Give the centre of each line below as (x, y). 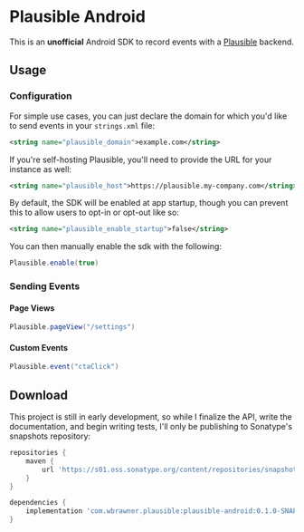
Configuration (41, 96)
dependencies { (38, 503)
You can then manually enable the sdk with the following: (115, 247)
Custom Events (39, 347)
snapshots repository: (50, 436)
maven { (40, 461)
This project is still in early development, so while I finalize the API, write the (151, 417)
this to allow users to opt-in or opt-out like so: (94, 213)
